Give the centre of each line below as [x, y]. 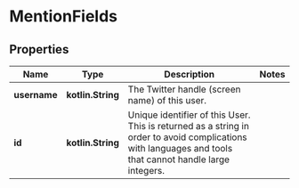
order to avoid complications [187, 137]
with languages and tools [180, 148]
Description [190, 74]
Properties [39, 49]
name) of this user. [167, 100]
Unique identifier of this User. [189, 115]
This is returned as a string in [188, 126]
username [36, 95]
